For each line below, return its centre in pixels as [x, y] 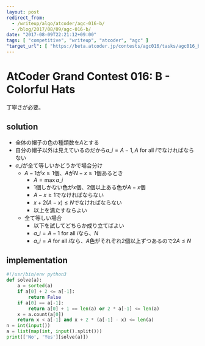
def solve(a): [24, 280]
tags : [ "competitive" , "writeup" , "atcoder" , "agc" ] [77, 40]
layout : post [23, 12]
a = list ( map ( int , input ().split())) [54, 331]
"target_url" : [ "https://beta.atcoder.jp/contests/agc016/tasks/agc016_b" [105, 47]
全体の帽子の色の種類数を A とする [57, 142]
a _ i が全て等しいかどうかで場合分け [59, 165]
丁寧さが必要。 [25, 107]
